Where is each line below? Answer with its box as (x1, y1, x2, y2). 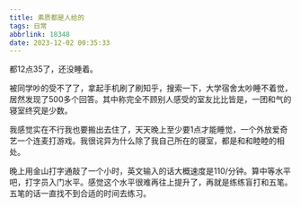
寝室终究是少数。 (9, 105, 73, 116)
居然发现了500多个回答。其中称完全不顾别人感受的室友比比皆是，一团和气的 (9, 94, 292, 105)
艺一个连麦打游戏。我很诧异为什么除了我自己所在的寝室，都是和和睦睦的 (9, 135, 277, 146)
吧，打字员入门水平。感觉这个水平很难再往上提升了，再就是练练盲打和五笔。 (9, 177, 293, 188)
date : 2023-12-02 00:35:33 (9, 38, 110, 47)
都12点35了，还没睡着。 (9, 64, 99, 74)
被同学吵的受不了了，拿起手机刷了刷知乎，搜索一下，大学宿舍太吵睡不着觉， (9, 82, 293, 94)
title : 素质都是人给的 (9, 13, 85, 22)
